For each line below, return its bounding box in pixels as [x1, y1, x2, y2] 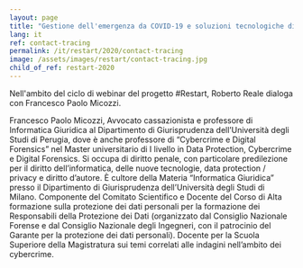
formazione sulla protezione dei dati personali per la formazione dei [9, 201, 261, 211]
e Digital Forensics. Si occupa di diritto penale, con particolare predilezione [9, 153, 289, 164]
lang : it [9, 30, 42, 39]
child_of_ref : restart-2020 [9, 64, 115, 73]
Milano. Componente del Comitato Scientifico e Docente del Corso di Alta [9, 191, 282, 202]
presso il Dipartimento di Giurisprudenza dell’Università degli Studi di [9, 182, 265, 192]
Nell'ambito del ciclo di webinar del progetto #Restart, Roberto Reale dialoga [9, 87, 293, 99]
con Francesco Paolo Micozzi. [9, 97, 122, 108]
